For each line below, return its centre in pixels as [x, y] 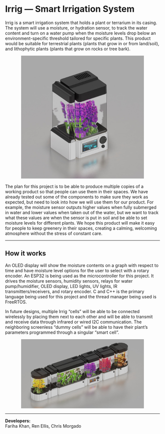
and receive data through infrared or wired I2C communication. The [73, 322]
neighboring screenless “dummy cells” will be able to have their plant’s [77, 327]
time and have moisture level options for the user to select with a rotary [77, 270]
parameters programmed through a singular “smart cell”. [62, 332]
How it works [26, 253]
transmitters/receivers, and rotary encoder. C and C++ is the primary [75, 291]
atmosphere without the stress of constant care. [54, 233]
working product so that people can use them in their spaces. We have [77, 191]
